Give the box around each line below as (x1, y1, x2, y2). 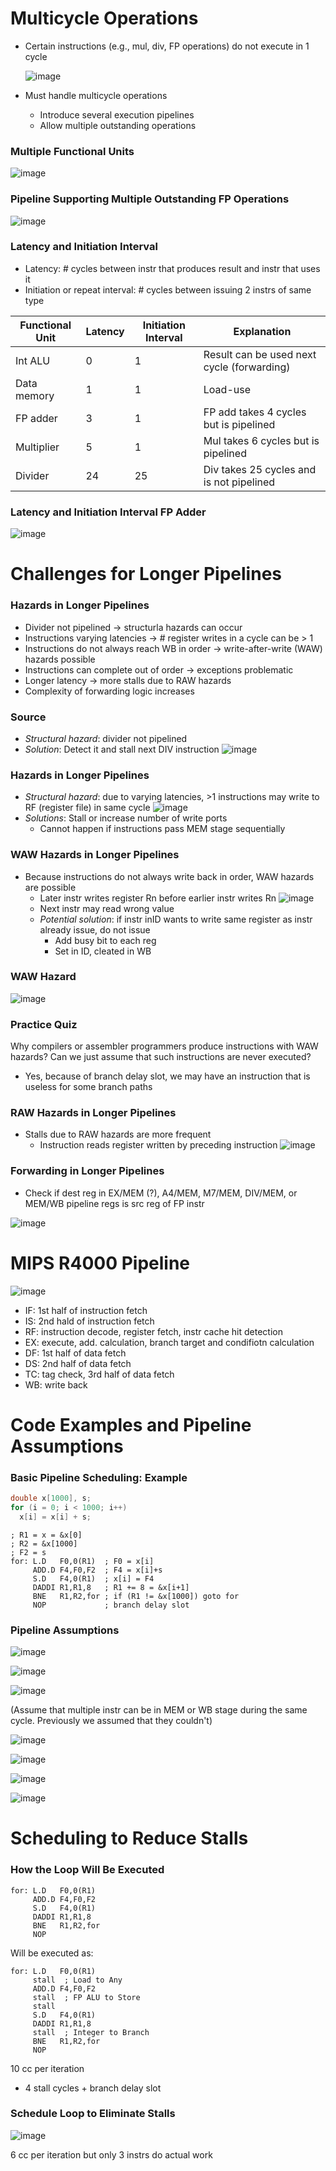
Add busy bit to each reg (54, 934, 157, 946)
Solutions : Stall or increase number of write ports (24, 812, 228, 824)
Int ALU (15, 353, 51, 367)
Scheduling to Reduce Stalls (10, 1827, 249, 1850)
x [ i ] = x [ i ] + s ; (19, 1512, 92, 1522)
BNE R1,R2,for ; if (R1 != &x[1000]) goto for (32, 1591, 240, 1601)
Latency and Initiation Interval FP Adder (10, 505, 207, 519)
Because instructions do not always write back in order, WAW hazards (24, 870, 315, 882)
